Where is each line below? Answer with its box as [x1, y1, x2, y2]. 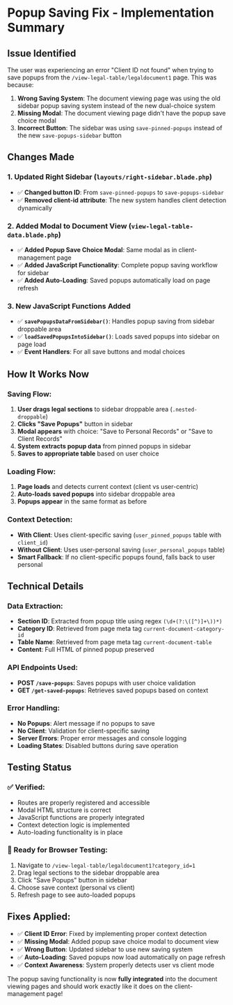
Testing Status [7, 761, 72, 774]
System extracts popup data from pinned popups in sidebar [17, 442, 191, 450]
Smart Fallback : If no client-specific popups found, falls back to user [17, 552, 216, 561]
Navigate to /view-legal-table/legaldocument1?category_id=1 [17, 861, 196, 869]
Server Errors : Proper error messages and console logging [17, 733, 187, 742]
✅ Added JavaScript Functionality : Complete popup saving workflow [17, 260, 218, 269]
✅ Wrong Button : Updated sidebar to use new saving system [17, 945, 193, 953]
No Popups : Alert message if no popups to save [17, 719, 155, 727]
